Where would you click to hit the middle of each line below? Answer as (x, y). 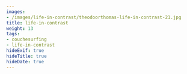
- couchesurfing (26, 39)
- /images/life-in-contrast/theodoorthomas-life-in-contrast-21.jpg (94, 17)
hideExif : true (25, 51)
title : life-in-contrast (37, 23)
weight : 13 (20, 28)
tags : (13, 34)
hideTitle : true (26, 56)
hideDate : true (25, 61)
